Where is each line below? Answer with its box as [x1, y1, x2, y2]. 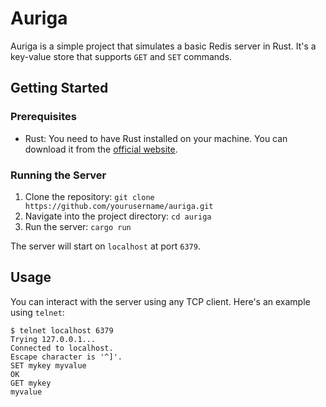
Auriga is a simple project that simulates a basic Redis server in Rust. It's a [10, 40, 317, 52]
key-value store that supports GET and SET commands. [10, 50, 233, 62]
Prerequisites [10, 110, 77, 124]
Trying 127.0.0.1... [10, 334, 97, 344]
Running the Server [10, 168, 107, 182]
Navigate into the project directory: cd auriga [24, 210, 212, 222]
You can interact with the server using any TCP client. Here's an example [10, 295, 311, 307]
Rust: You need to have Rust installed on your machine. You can [24, 132, 288, 144]
